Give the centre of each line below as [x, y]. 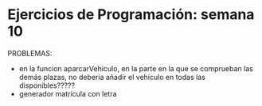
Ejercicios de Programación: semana [131, 15]
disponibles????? [47, 85]
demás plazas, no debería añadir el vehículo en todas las [112, 77]
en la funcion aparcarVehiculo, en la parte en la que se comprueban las [136, 68]
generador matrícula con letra [68, 93]
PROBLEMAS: [30, 53]
